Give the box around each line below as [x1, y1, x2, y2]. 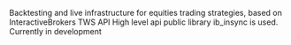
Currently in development [9, 26, 102, 36]
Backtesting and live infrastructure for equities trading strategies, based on [9, 8, 283, 18]
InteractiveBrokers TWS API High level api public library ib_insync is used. [9, 17, 279, 27]
